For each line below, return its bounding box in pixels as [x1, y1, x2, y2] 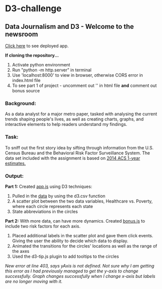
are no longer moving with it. [5, 278, 63, 284]
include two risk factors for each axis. [5, 223, 81, 229]
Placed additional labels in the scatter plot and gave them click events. [12, 232, 153, 238]
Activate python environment [12, 62, 71, 67]
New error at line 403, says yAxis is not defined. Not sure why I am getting [5, 263, 155, 268]
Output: [5, 172, 24, 179]
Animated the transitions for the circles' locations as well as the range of [12, 243, 157, 249]
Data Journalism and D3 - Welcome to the [5, 22, 134, 31]
